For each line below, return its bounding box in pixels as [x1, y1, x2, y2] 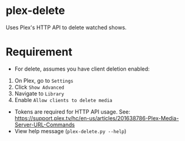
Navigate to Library [14, 89, 65, 97]
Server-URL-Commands [14, 121, 75, 128]
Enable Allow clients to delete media [14, 96, 113, 103]
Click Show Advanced [14, 83, 65, 91]
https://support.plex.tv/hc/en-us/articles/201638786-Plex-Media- [14, 114, 179, 122]
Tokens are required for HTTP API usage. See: [14, 108, 131, 115]
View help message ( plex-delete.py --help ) [14, 127, 127, 134]
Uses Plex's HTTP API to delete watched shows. [5, 24, 127, 31]
